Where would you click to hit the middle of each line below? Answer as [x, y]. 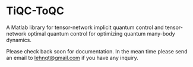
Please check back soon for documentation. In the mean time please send [97, 51]
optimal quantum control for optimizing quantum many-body [101, 33]
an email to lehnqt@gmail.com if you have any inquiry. [72, 58]
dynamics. [19, 40]
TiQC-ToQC [35, 11]
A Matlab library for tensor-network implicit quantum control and [85, 27]
